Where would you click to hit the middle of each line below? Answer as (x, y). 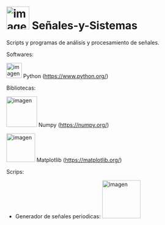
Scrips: (15, 171)
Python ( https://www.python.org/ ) (66, 76)
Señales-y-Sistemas (84, 26)
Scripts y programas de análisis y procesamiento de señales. (83, 42)
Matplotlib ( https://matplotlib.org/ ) (79, 160)
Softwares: (20, 54)
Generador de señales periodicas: (58, 216)
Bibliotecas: (21, 88)
